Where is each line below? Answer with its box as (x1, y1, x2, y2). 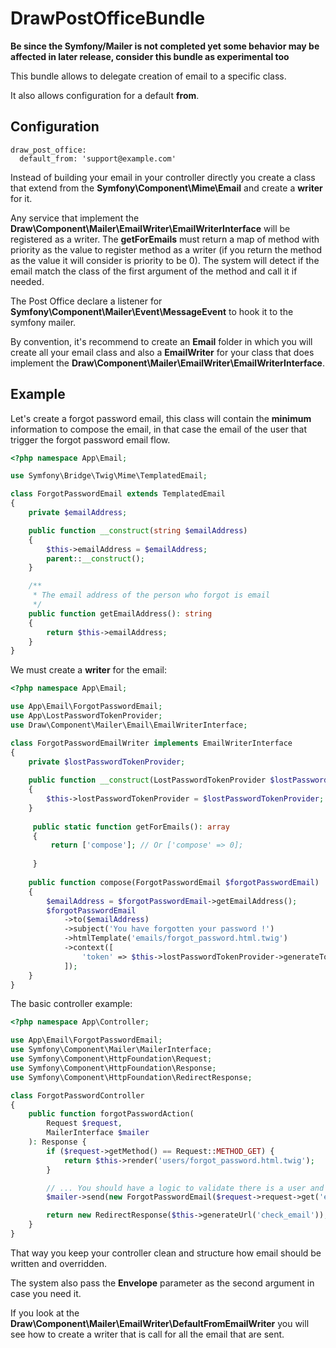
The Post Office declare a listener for (10, 295, 163, 307)
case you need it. (10, 1287, 82, 1299)
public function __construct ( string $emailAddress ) (28, 525, 248, 536)
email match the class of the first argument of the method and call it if (10, 265, 298, 277)
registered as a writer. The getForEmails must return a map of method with (10, 233, 320, 245)
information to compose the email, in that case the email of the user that (10, 423, 307, 435)
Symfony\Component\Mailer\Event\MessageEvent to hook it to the (10, 305, 294, 317)
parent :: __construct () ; (46, 553, 145, 564)
